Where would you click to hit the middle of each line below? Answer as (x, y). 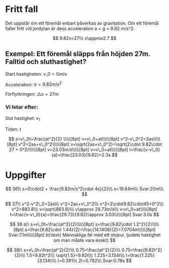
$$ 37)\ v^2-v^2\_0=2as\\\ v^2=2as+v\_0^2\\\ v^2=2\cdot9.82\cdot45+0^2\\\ (84, 204)
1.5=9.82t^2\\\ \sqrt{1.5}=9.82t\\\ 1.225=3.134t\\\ (75, 255)
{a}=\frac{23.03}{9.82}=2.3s (81, 155)
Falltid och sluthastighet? (46, 62)
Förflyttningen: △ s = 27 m (32, 94)
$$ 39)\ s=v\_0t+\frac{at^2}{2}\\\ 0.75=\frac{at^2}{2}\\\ (64, 250)
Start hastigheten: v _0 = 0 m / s (36, 74)
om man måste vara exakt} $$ (84, 240)
